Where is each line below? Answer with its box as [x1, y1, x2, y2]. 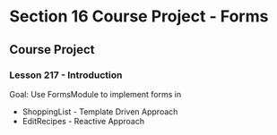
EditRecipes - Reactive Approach [22, 115, 145, 126]
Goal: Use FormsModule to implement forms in [9, 89, 182, 99]
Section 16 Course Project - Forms [9, 6, 269, 27]
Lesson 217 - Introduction [9, 69, 123, 81]
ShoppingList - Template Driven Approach [22, 105, 178, 117]
